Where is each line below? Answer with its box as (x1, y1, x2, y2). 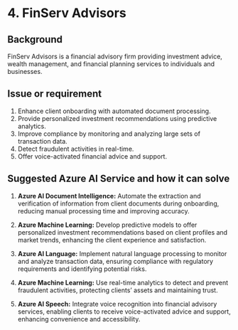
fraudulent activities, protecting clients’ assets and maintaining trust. (17, 286, 218, 294)
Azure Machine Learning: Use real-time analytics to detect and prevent (17, 278, 229, 287)
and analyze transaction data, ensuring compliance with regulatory (17, 257, 214, 265)
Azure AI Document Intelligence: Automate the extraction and (17, 191, 201, 200)
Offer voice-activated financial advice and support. (17, 151, 168, 161)
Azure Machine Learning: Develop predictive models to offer (17, 220, 198, 229)
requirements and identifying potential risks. (17, 265, 147, 273)
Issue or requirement (7, 87, 102, 100)
